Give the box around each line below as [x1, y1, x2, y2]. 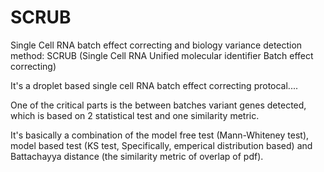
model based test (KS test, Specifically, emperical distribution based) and [10, 139, 313, 151]
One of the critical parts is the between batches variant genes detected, [10, 99, 307, 111]
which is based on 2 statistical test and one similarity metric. [10, 109, 260, 121]
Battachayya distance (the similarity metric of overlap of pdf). [10, 150, 264, 162]
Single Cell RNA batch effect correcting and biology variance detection [10, 39, 303, 51]
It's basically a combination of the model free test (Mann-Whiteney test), [10, 129, 310, 141]
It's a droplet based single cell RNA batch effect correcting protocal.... [10, 79, 298, 91]
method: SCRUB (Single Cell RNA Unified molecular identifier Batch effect [10, 49, 314, 61]
